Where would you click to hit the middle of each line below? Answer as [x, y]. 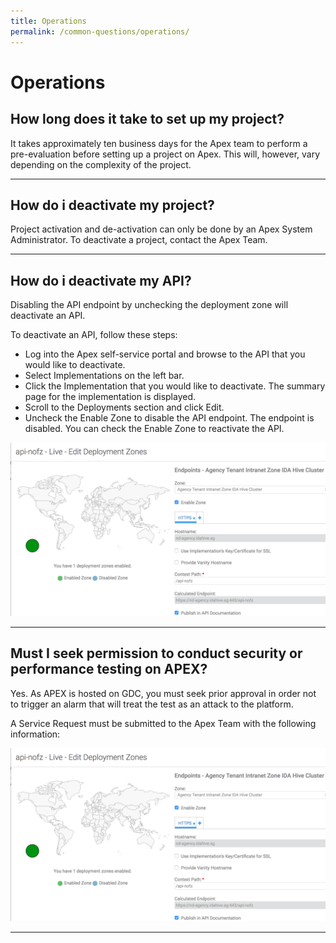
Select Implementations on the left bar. [104, 376]
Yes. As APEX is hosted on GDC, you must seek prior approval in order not [163, 693]
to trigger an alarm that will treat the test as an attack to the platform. [152, 704]
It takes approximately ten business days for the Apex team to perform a [159, 143]
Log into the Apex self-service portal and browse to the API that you [165, 354]
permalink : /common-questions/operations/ [100, 31]
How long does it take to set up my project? [147, 119]
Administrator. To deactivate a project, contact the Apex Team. [139, 240]
